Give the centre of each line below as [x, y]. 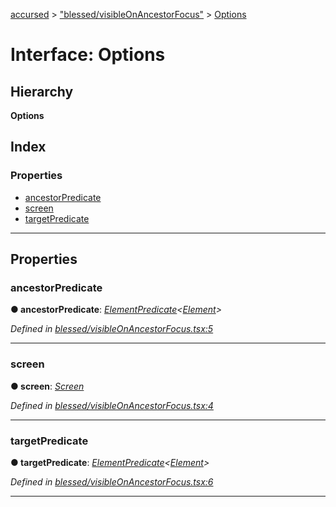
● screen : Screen [47, 386]
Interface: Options [88, 55]
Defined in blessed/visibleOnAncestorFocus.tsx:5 [112, 329]
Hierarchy [42, 91]
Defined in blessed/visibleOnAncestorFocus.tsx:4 [112, 405]
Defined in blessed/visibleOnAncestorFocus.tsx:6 [112, 481]
